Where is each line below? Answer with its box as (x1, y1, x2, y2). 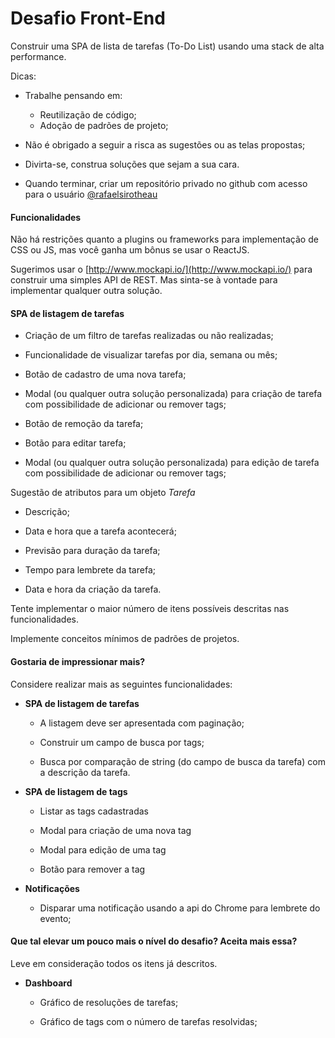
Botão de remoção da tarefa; (24, 418, 144, 430)
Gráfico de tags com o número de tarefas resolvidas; (39, 1015, 258, 1027)
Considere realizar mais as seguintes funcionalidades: (10, 678, 233, 690)
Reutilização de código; (39, 108, 137, 121)
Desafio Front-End (10, 7, 166, 30)
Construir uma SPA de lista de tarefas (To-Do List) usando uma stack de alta (10, 40, 325, 52)
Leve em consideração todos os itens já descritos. (10, 957, 218, 969)
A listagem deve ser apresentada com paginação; (39, 717, 245, 729)
